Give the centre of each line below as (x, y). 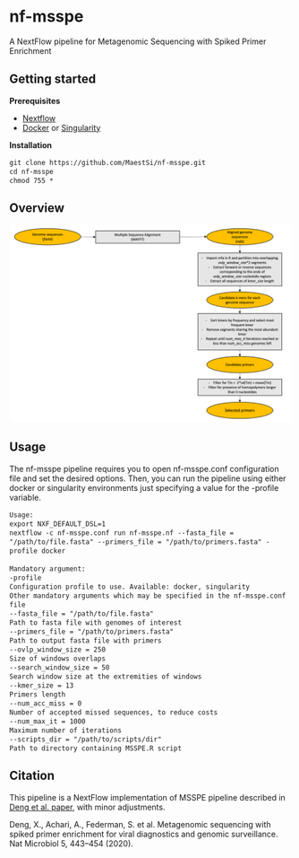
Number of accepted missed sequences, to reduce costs (114, 712)
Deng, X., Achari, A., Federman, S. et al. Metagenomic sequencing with (140, 824)
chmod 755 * (31, 180)
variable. (26, 497)
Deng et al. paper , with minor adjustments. (87, 807)
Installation (30, 144)
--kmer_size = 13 (42, 685)
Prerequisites (35, 101)
